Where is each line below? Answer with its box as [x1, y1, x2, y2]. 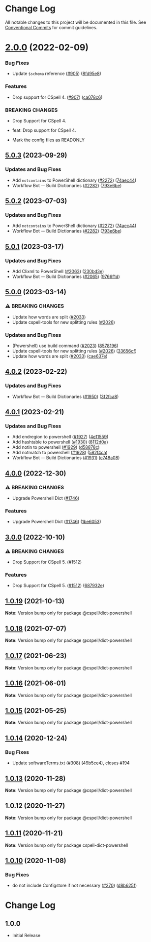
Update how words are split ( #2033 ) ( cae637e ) [12, 353, 108, 359]
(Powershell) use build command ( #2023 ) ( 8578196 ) [12, 343, 119, 349]
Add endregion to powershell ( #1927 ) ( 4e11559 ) [12, 434, 109, 440]
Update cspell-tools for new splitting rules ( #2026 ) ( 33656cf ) [12, 348, 137, 354]
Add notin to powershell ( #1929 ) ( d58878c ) [12, 444, 100, 450]
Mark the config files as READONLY [12, 137, 85, 143]
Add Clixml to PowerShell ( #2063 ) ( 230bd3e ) [12, 269, 104, 275]
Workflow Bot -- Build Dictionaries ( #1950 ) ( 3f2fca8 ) [12, 393, 119, 399]
